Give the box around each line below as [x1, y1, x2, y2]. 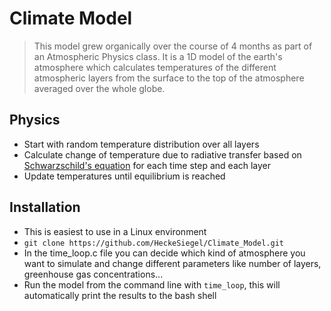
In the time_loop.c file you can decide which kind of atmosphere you [23, 247, 306, 259]
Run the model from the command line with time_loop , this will [23, 278, 281, 291]
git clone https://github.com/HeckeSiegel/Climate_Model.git [23, 238, 285, 248]
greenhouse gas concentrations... [23, 268, 164, 280]
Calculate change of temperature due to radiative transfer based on [23, 148, 302, 161]
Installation [9, 199, 81, 216]
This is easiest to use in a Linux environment [23, 225, 207, 237]
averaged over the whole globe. [33, 82, 166, 94]
